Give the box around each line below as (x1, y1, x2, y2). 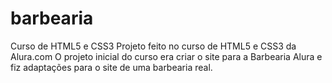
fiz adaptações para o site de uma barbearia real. (10, 61, 213, 73)
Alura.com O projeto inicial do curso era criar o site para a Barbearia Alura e (10, 50, 323, 62)
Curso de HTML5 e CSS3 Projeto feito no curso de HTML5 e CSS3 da (10, 40, 297, 52)
